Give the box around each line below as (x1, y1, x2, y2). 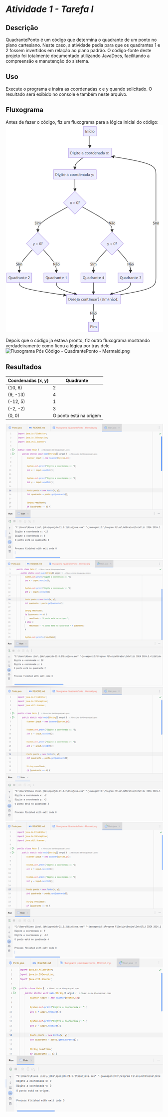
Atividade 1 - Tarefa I (5, 4, 94, 15)
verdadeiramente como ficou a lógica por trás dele (5, 343, 110, 349)
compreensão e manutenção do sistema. (5, 58, 90, 64)
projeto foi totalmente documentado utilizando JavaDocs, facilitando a (5, 53, 150, 59)
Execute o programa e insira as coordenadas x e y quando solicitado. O (5, 86, 153, 92)
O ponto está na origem (52, 412, 101, 418)
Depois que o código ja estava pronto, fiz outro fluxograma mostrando (5, 337, 150, 344)
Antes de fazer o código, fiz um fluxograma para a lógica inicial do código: (5, 119, 159, 125)
